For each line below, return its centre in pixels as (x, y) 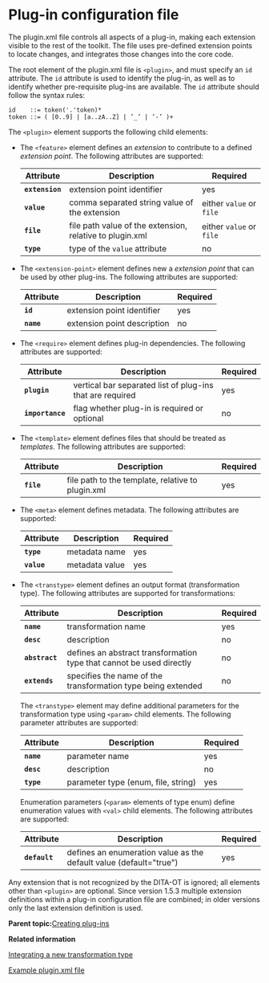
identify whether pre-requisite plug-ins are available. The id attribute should (134, 87)
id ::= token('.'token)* (55, 110)
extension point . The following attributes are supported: (112, 156)
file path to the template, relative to (132, 479)
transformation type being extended (134, 686)
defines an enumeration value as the (135, 852)
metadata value (96, 565)
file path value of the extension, (128, 225)
